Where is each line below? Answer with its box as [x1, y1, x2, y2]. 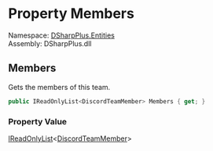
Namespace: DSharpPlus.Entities [8, 31, 116, 40]
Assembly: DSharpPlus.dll [8, 38, 92, 48]
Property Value [8, 116, 68, 127]
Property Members [8, 5, 135, 23]
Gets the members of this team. [8, 82, 111, 92]
